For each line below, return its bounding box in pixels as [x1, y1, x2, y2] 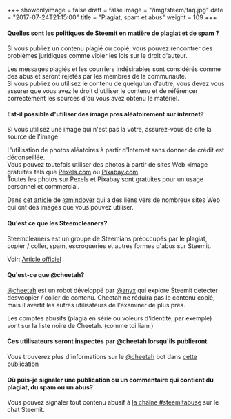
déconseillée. [7, 153, 46, 161]
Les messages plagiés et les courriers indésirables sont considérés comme [7, 65, 221, 73]
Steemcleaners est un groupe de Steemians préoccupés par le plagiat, [7, 234, 208, 243]
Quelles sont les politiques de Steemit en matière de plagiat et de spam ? [7, 29, 219, 37]
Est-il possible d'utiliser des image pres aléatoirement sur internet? [7, 110, 205, 118]
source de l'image [7, 132, 59, 141]
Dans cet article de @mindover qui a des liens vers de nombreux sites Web [7, 196, 221, 204]
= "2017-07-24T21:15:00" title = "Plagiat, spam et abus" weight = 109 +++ [7, 13, 217, 21]
